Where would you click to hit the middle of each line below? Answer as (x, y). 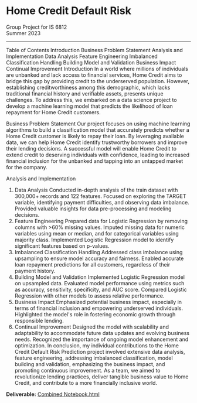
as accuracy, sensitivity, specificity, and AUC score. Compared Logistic (101, 289)
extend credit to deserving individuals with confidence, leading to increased (98, 155)
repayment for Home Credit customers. (53, 112)
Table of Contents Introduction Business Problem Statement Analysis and (94, 50)
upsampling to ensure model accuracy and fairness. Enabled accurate (99, 258)
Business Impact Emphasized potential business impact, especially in (98, 302)
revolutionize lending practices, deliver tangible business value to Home (101, 377)
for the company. (27, 167)
